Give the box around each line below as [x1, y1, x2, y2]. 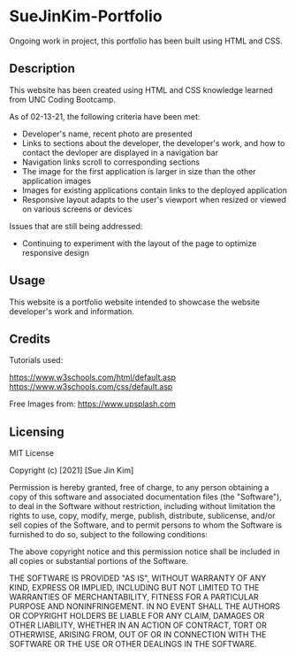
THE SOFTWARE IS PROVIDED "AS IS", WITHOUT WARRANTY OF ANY [9, 573, 267, 583]
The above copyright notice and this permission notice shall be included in [9, 546, 280, 557]
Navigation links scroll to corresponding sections [21, 157, 201, 167]
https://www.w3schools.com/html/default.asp [9, 372, 177, 382]
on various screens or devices [21, 204, 133, 214]
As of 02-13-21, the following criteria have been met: [9, 111, 201, 121]
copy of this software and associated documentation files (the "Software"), [9, 491, 283, 502]
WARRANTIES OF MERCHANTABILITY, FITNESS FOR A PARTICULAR [9, 591, 259, 603]
